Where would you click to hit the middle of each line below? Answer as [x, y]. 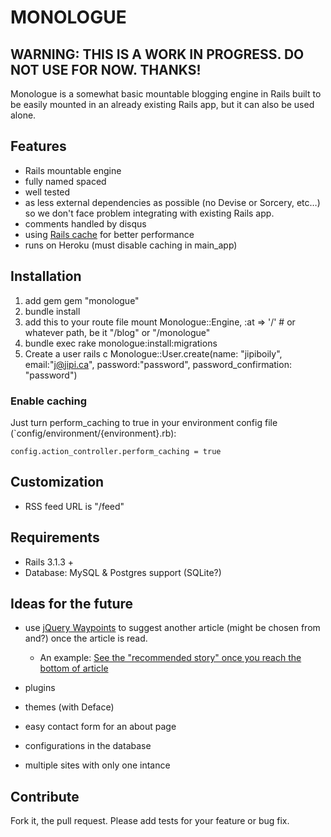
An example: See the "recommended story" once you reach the [170, 658]
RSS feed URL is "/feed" [74, 506]
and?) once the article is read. [86, 638]
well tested [47, 192]
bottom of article [74, 668]
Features [38, 146]
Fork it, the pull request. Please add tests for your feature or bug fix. [150, 821]
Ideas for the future [72, 603]
